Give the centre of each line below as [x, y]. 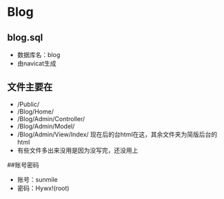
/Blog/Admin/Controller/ [51, 118]
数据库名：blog [39, 55]
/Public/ [28, 104]
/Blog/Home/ [35, 112]
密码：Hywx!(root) [43, 188]
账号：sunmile [37, 179]
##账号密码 [23, 165]
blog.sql [25, 38]
